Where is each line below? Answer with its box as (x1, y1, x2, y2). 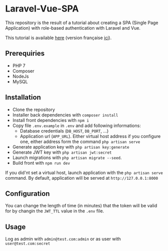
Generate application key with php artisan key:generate (12, 144, 129, 150)
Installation (5, 93, 41, 102)
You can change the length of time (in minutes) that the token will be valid (5, 203, 157, 209)
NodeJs (12, 73, 29, 79)
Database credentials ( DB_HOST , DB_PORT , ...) (20, 128, 109, 134)
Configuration (5, 189, 50, 198)
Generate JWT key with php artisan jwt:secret (12, 149, 112, 155)
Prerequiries (5, 49, 45, 58)
